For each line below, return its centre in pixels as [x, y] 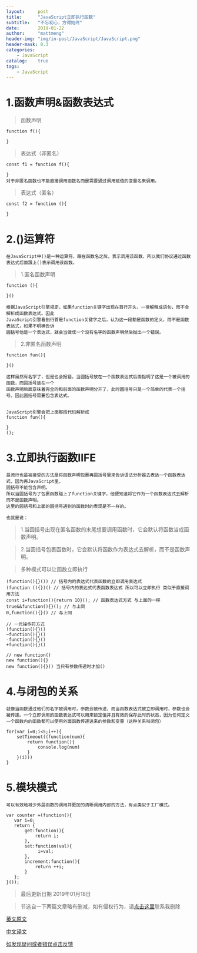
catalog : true [27, 61]
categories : [21, 50]
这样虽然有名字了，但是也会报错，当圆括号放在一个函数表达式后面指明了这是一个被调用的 [98, 377]
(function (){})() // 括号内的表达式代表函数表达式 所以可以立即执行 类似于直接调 [98, 588]
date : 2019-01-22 [35, 28]
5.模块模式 [32, 788]
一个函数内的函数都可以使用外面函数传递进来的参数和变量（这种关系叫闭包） [85, 722]
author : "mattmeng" [35, 34]
